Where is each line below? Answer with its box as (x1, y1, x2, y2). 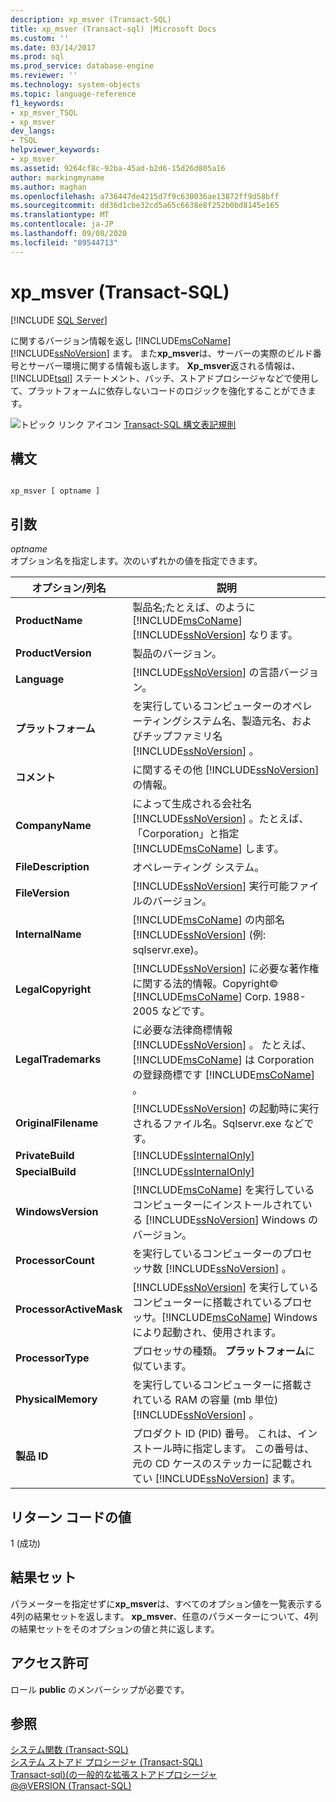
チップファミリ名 (142, 729, 223, 743)
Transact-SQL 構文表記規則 (123, 418, 237, 430)
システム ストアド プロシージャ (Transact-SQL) (10, 1756, 203, 1768)
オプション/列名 (31, 581, 107, 595)
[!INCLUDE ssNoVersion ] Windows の (144, 1213, 318, 1227)
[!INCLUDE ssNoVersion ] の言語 (132, 666, 280, 680)
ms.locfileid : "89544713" (10, 237, 118, 248)
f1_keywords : (10, 98, 65, 108)
